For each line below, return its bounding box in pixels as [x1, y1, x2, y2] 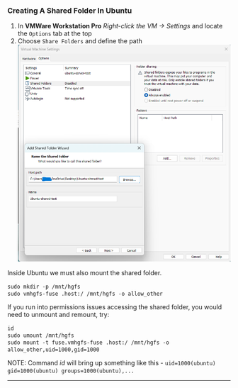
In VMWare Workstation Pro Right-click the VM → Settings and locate [17, 22, 223, 31]
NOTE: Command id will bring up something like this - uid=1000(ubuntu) [7, 358, 216, 367]
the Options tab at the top [17, 29, 92, 38]
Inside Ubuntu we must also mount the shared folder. [7, 268, 162, 277]
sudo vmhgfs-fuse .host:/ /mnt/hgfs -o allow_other [7, 290, 163, 297]
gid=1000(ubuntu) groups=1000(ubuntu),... [7, 367, 135, 375]
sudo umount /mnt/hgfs [7, 332, 74, 339]
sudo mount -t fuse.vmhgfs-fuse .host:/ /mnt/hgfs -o [7, 339, 170, 346]
